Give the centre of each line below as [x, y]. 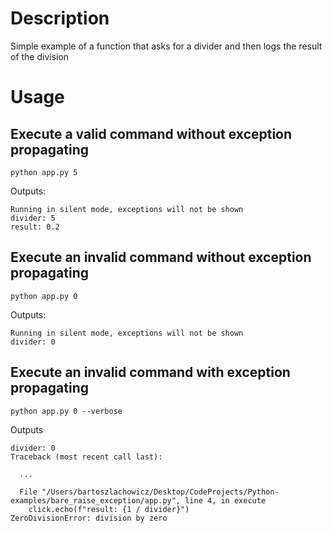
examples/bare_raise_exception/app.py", [96, 500]
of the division [40, 56]
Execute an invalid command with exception [150, 372]
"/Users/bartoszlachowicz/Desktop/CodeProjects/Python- [160, 492]
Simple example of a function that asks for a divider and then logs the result [166, 46]
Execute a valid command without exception [151, 133]
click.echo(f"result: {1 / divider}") [109, 509]
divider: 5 [33, 218]
